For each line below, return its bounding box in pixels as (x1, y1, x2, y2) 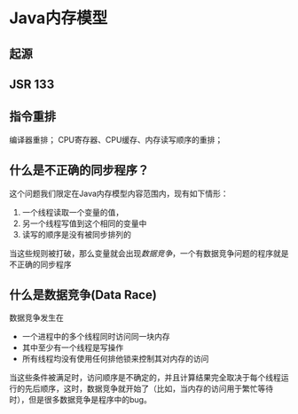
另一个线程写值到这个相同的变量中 (21, 218, 147, 229)
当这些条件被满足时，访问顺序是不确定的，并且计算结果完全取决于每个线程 (9, 372, 281, 383)
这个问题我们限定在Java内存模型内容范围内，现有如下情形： (9, 188, 229, 199)
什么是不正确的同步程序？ (9, 163, 149, 178)
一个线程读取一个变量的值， (21, 207, 124, 217)
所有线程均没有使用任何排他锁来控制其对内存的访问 (21, 354, 209, 364)
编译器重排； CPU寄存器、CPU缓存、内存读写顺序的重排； (9, 134, 223, 145)
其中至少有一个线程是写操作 (21, 342, 124, 353)
